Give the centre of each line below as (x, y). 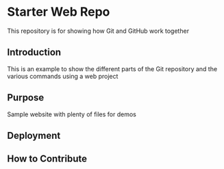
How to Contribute (47, 159)
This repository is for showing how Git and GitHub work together (98, 31)
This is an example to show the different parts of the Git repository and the (112, 68)
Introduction (34, 52)
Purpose (26, 97)
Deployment (34, 135)
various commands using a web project (63, 76)
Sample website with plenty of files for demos (72, 114)
